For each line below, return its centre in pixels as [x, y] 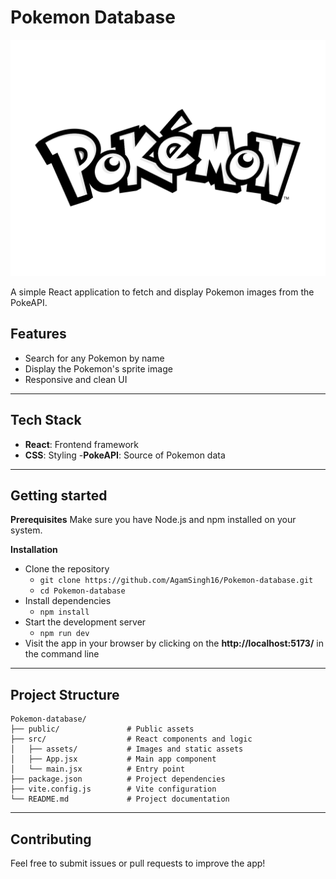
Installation [34, 550]
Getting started [59, 495]
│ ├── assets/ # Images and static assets [127, 749]
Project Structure [65, 694]
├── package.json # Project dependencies [118, 779]
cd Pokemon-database [82, 591]
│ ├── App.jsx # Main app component [113, 759]
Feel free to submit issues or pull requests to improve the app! [138, 863]
